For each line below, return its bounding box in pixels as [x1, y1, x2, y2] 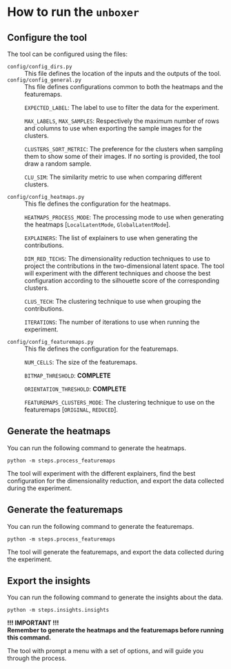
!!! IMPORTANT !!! [7, 619, 59, 627]
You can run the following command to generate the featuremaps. [7, 522, 194, 530]
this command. [7, 633, 52, 642]
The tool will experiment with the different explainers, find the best [7, 469, 196, 477]
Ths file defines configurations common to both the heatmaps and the [24, 83, 223, 90]
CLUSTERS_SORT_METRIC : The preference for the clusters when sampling [24, 145, 223, 153]
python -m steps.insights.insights [7, 607, 110, 614]
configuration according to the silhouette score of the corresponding [24, 277, 219, 284]
